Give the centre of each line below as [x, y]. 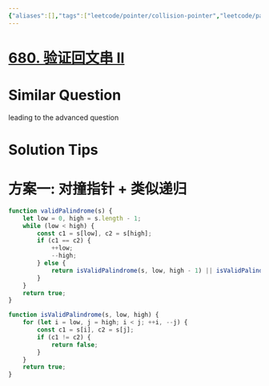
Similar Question [65, 95]
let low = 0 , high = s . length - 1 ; [82, 218]
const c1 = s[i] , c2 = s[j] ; [86, 330]
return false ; [74, 345]
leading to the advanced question [64, 117]
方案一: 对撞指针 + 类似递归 [98, 189]
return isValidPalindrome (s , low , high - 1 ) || [132, 270]
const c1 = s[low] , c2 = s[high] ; [94, 234]
